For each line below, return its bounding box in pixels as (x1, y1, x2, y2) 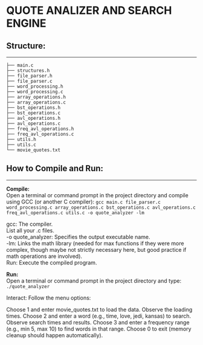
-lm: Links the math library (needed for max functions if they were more (6, 240, 184, 247)
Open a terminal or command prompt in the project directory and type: (6, 277, 182, 284)
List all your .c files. (6, 226, 54, 234)
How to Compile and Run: (6, 163, 104, 174)
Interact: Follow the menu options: (6, 294, 91, 301)
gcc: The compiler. (6, 220, 53, 228)
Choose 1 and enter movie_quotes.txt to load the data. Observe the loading (6, 306, 193, 313)
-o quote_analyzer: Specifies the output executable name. (6, 233, 150, 240)
